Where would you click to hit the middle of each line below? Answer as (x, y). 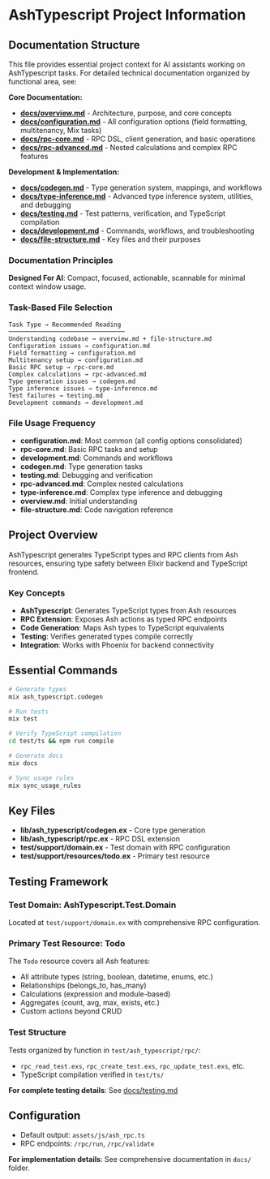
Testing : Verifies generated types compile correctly (106, 636)
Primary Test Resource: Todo (67, 943)
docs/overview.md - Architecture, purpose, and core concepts (126, 113)
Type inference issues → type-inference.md (83, 388)
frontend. (24, 572)
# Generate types (38, 689)
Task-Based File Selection (60, 308)
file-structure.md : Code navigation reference (96, 510)
